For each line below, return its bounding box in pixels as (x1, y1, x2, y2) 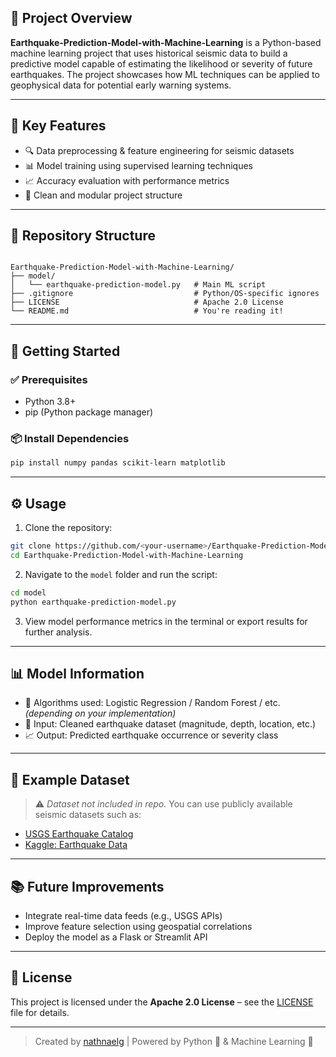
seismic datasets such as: (34, 809, 142, 821)
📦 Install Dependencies (10, 432, 130, 446)
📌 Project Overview (10, 10, 133, 27)
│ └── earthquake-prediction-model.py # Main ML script (10, 280, 267, 290)
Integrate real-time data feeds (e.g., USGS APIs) (24, 910, 223, 922)
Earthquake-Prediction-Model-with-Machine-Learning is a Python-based (10, 36, 322, 48)
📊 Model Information (10, 666, 145, 682)
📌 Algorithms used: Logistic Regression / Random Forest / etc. (24, 697, 281, 709)
